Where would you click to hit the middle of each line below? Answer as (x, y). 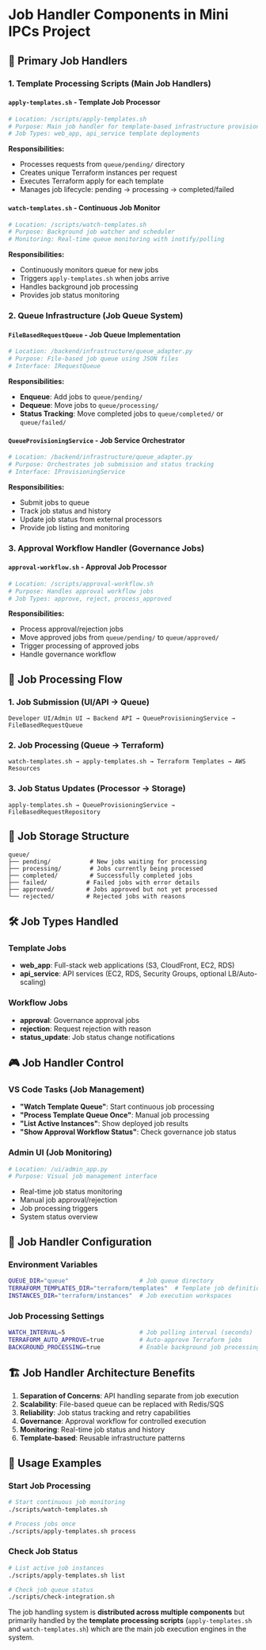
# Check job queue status (51, 1590)
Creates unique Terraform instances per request (99, 173)
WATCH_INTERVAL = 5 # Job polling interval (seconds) (131, 1332)
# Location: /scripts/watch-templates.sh (78, 225)
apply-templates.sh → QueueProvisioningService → (92, 805)
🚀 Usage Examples (55, 1463)
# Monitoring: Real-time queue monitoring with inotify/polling (116, 240)
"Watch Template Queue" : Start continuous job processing (117, 1107)
